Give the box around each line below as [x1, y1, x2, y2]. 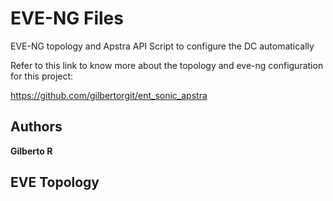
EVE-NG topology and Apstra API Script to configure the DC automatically [10, 40, 315, 52]
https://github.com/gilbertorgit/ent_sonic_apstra [10, 89, 208, 101]
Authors [10, 118, 63, 136]
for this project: [10, 70, 74, 82]
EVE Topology [10, 174, 100, 191]
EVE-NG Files [10, 7, 124, 30]
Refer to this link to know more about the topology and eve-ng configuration [10, 59, 324, 71]
